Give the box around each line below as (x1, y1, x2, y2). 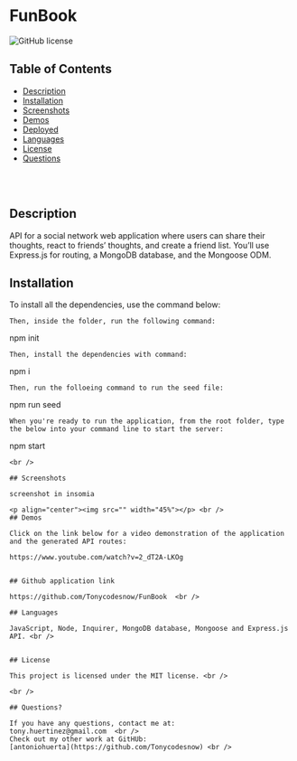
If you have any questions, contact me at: (9, 719, 176, 728)
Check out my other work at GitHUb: (9, 735, 147, 744)
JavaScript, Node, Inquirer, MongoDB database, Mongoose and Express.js (9, 625, 289, 634)
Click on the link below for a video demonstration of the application (9, 530, 284, 539)
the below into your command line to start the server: (9, 425, 224, 434)
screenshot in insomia (9, 490, 95, 499)
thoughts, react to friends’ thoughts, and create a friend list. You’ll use (9, 240, 270, 250)
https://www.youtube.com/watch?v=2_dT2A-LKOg (9, 553, 183, 562)
